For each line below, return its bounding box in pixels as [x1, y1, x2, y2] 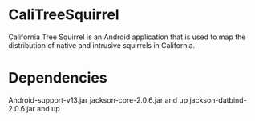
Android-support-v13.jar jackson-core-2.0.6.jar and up [8, 95, 188, 105]
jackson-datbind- [189, 95, 247, 105]
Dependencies [8, 69, 107, 87]
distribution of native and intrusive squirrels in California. [8, 40, 196, 50]
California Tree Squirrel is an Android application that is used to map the [8, 32, 246, 42]
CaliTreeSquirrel [8, 6, 119, 24]
